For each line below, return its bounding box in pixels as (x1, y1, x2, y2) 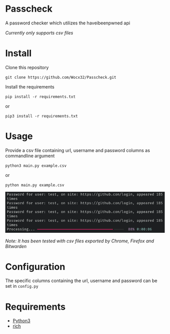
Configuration (5, 261, 66, 272)
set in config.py (5, 283, 39, 289)
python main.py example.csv (5, 183, 65, 188)
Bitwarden (5, 243, 27, 249)
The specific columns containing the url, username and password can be (5, 278, 158, 284)
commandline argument (5, 153, 55, 159)
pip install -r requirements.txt (5, 94, 76, 99)
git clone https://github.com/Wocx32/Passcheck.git (5, 75, 116, 80)
